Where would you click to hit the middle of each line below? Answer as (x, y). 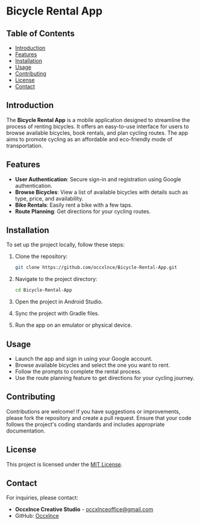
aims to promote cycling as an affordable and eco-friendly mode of (89, 139)
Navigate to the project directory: (56, 279)
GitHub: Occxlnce (37, 516)
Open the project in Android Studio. (59, 302)
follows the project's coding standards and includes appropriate (86, 424)
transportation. (25, 146)
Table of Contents (41, 34)
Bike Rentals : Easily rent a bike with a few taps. (73, 205)
